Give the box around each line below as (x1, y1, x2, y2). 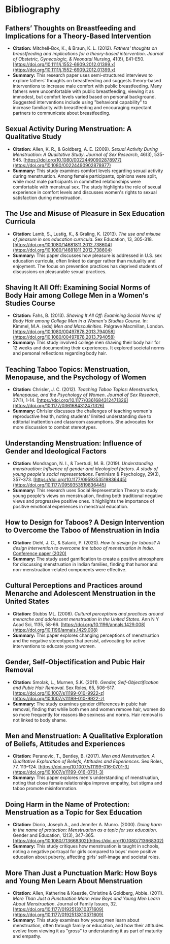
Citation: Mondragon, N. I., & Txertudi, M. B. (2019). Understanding (12, 461, 153, 467)
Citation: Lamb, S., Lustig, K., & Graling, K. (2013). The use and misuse (12, 231, 161, 237)
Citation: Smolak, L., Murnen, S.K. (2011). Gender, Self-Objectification (12, 679, 159, 685)
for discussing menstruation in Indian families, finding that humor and (12, 561, 158, 567)
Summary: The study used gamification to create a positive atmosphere (12, 556, 164, 562)
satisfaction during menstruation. (12, 194, 82, 201)
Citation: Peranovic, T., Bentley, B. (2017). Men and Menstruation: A (12, 753, 155, 759)
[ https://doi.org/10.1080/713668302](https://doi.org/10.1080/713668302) (12, 838, 164, 844)
